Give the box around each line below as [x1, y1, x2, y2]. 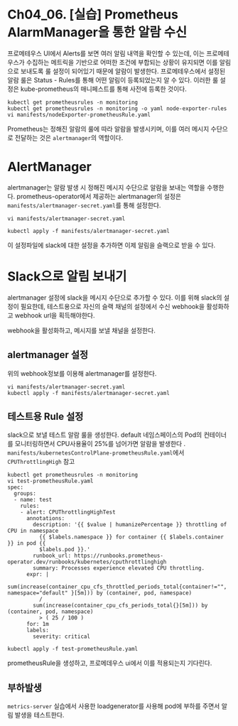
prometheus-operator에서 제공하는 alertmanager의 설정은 [16, 192, 182, 200]
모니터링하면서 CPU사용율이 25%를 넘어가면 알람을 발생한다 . [14, 440, 186, 448]
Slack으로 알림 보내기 [7, 269, 127, 285]
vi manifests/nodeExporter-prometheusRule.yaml [7, 111, 151, 118]
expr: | [26, 571, 50, 578]
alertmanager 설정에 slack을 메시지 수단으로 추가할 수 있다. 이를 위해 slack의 [7, 293, 222, 302]
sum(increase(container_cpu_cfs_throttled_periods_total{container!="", [7, 583, 227, 590]
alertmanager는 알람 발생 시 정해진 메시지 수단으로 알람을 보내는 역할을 [7, 183, 206, 192]
